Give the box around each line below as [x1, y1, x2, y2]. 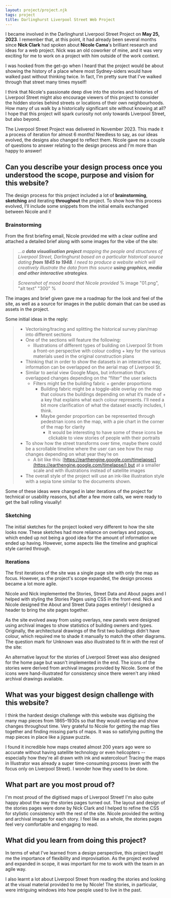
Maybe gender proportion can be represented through [40, 413, 155, 419]
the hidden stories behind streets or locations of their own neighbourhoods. [5, 100, 164, 106]
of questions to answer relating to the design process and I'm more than [5, 142, 157, 148]
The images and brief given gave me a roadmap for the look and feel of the [5, 295, 163, 302]
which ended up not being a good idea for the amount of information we [5, 534, 157, 541]
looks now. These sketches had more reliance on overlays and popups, [5, 529, 155, 535]
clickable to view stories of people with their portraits [48, 435, 160, 441]
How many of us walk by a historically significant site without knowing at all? [5, 105, 166, 112]
